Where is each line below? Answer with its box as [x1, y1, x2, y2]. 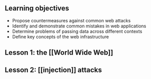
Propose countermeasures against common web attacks [12, 17, 131, 23]
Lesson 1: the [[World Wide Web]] [5, 48, 113, 57]
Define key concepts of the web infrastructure [12, 33, 109, 39]
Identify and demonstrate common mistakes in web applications [12, 23, 146, 29]
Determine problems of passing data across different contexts [12, 28, 143, 34]
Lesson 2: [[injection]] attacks [5, 65, 102, 74]
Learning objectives [5, 4, 70, 13]
